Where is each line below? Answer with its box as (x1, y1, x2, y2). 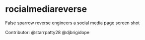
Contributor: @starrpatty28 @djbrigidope (5, 29, 90, 35)
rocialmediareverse (5, 3, 87, 15)
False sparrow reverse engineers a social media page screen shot (5, 20, 140, 26)
